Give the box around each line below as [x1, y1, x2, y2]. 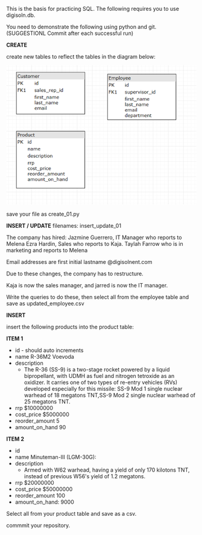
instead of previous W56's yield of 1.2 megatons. [24, 473, 146, 480]
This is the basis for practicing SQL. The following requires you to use [6, 5, 180, 12]
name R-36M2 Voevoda [14, 353, 74, 360]
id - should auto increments [14, 347, 84, 354]
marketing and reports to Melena [6, 247, 88, 254]
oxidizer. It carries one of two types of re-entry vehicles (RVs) [24, 379, 178, 386]
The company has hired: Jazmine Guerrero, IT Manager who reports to [6, 234, 182, 241]
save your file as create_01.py [6, 211, 80, 218]
